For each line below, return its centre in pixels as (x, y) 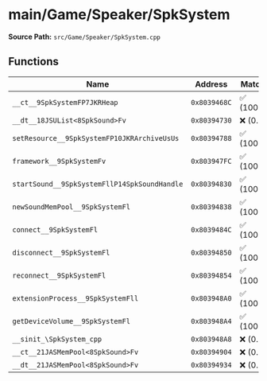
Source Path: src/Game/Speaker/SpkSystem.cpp (84, 37)
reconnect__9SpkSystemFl (59, 275)
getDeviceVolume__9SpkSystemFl (72, 321)
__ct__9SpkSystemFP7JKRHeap (65, 102)
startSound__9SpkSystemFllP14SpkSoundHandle (98, 184)
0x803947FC (211, 161)
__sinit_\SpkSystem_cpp (57, 339)
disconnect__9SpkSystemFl (61, 253)
